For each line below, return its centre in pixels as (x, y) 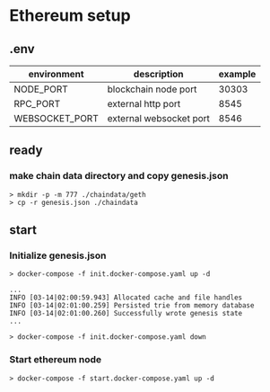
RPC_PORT (37, 104)
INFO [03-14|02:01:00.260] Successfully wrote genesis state (126, 314)
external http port (144, 104)
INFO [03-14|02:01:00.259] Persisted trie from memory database (132, 306)
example (237, 74)
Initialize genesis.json (58, 255)
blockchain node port (152, 89)
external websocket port (159, 118)
